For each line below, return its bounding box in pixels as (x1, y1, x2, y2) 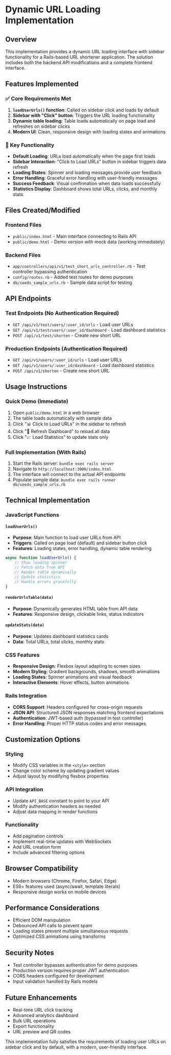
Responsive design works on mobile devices (12, 889, 107, 895)
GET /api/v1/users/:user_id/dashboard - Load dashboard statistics (12, 362, 154, 368)
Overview (5, 35, 37, 44)
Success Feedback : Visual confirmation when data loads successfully (12, 180, 161, 186)
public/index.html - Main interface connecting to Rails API (12, 233, 137, 239)
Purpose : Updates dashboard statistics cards (12, 633, 109, 639)
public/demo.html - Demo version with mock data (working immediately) (12, 239, 165, 245)
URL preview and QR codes (12, 1029, 70, 1035)
